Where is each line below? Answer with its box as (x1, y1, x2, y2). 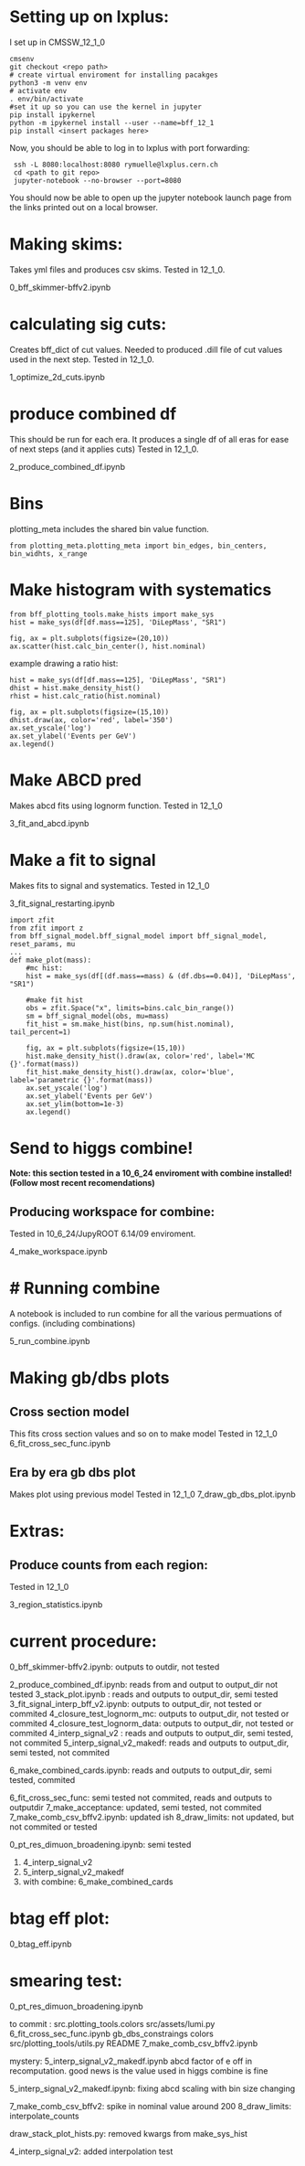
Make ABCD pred (9, 770, 142, 790)
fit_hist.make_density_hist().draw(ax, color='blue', (26, 1067, 235, 1076)
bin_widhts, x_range (9, 549, 89, 559)
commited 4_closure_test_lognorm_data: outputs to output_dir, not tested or (9, 1717, 294, 1729)
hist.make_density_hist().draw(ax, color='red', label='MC (26, 1051, 256, 1061)
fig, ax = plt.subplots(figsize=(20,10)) (9, 634, 170, 643)
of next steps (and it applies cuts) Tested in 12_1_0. (9, 443, 199, 454)
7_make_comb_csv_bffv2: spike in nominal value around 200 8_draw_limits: (9, 2100, 292, 2111)
